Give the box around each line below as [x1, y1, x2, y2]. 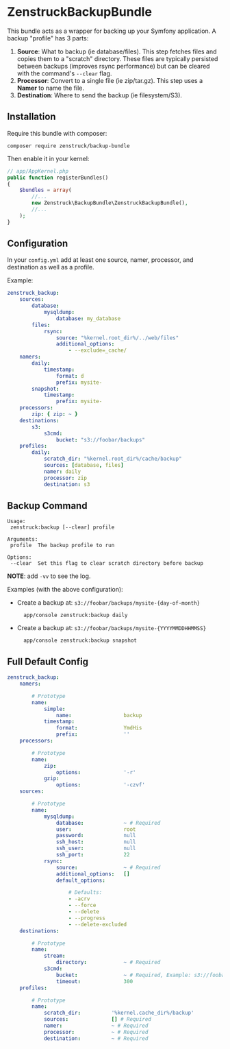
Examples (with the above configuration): [7, 586, 123, 594]
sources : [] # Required [43, 1016, 152, 1023]
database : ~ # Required [55, 819, 161, 826]
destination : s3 [43, 481, 90, 487]
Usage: [7, 518, 26, 525]
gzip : [43, 775, 60, 782]
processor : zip [43, 474, 88, 481]
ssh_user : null [55, 845, 136, 852]
